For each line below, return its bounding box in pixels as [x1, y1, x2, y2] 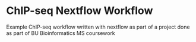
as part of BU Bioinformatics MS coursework [6, 29, 116, 36]
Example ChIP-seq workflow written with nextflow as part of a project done [6, 23, 190, 30]
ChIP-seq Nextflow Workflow [6, 4, 153, 17]
